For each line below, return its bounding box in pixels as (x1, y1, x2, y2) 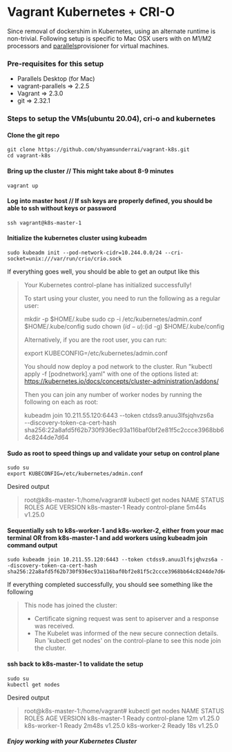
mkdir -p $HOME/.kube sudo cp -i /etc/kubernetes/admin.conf (23, 315, 202, 323)
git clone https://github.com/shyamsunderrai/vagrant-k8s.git (7, 146, 190, 153)
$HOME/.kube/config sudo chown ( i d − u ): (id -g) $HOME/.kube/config (23, 322, 224, 330)
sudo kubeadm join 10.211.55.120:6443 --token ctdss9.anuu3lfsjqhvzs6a (7, 557, 217, 563)
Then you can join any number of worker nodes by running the (23, 390, 202, 398)
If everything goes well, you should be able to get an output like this (7, 267, 200, 276)
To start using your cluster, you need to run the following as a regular (23, 294, 221, 302)
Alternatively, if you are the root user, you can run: (23, 336, 167, 344)
